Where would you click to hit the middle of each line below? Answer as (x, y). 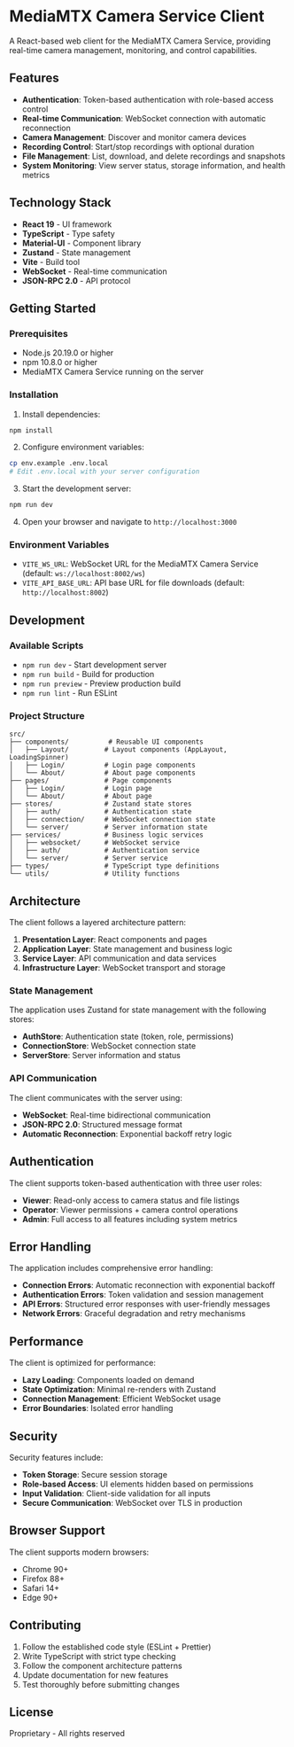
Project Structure (47, 715)
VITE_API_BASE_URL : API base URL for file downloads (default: (133, 583)
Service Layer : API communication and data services (119, 958)
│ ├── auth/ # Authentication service (104, 851)
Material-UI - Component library (81, 243)
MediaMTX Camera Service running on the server (113, 372)
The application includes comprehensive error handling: (111, 1268)
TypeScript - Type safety (68, 233)
